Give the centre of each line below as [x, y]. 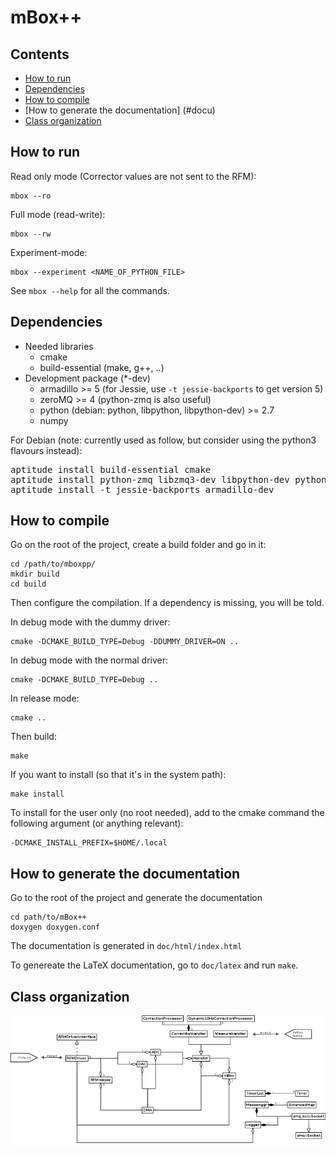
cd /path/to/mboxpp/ [53, 564]
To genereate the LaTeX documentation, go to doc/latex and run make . [154, 965]
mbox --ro [31, 196]
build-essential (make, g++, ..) [102, 367]
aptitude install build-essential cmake [111, 469]
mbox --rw [31, 234]
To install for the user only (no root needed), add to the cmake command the [167, 813]
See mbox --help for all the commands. [90, 290]
